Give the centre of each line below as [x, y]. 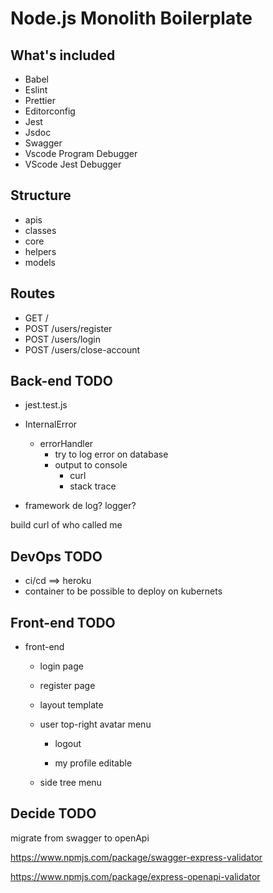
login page [61, 666]
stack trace [93, 486]
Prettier [40, 100]
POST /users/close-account [82, 349]
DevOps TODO [56, 556]
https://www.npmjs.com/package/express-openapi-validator [135, 876]
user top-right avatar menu [95, 724]
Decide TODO [53, 813]
